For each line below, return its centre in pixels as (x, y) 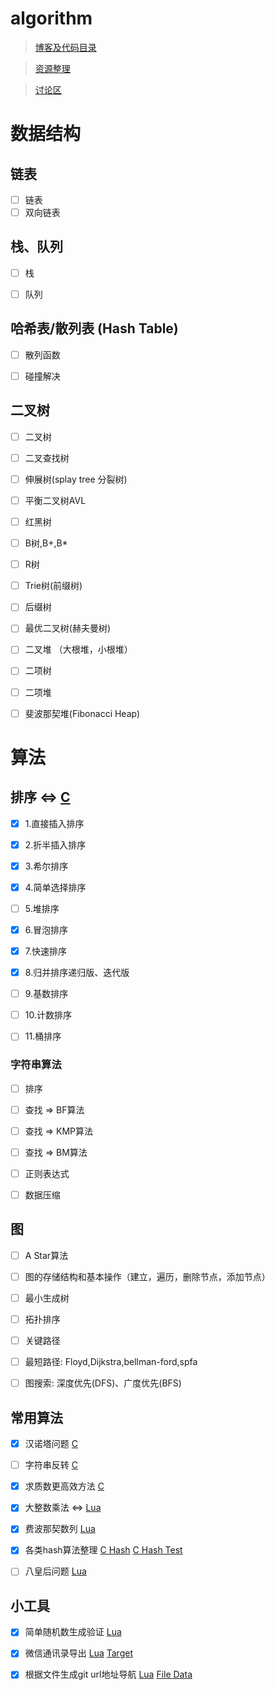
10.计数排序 (48, 1015)
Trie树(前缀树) (53, 586)
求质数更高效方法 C (64, 1486)
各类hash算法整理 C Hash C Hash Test (103, 1550)
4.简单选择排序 (55, 887)
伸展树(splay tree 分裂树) (76, 479)
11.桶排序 (43, 1036)
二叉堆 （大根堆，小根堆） (78, 649)
